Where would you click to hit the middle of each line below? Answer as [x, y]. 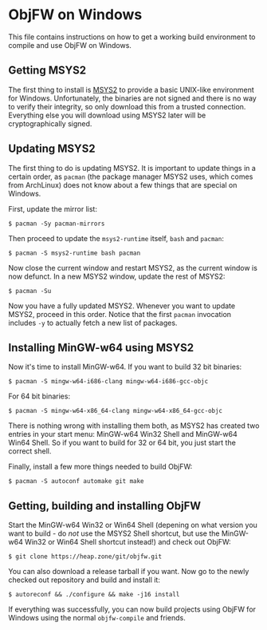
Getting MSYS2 [47, 71]
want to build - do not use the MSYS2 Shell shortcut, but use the [114, 533]
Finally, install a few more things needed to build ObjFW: [100, 467]
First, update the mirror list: [53, 208]
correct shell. [30, 451]
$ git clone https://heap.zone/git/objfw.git [85, 557]
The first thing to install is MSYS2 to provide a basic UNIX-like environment [132, 89]
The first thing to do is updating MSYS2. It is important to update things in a [132, 168]
